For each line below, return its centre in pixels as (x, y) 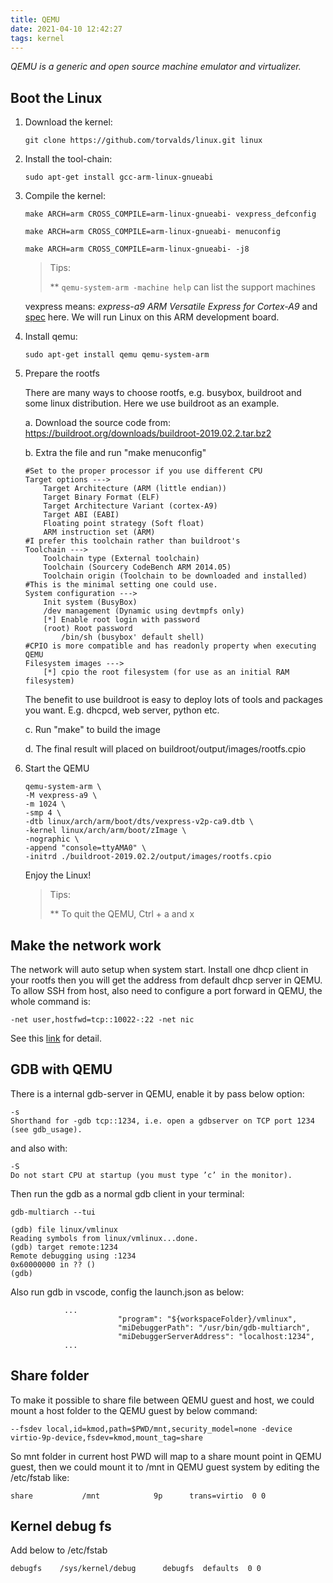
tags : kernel (37, 38)
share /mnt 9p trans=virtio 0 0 (138, 1496)
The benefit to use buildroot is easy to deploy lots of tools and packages (173, 700)
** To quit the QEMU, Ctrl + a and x (122, 914)
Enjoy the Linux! (58, 875)
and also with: (39, 1148)
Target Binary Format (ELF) (101, 497)
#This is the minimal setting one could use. (121, 585)
